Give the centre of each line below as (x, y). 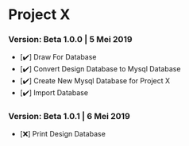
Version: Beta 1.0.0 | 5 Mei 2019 (70, 40)
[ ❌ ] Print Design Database (62, 133)
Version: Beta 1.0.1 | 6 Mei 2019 (69, 117)
